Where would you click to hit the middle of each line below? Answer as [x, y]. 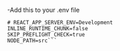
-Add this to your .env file [43, 10]
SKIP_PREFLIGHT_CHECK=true [46, 34]
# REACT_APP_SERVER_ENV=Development [60, 23]
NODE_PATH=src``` [32, 41]
